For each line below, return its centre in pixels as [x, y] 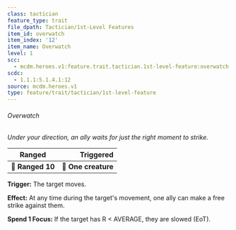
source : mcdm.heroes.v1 [42, 86]
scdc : [15, 73]
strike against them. [36, 205]
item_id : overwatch [36, 34]
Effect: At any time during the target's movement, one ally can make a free [116, 198]
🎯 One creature [88, 167]
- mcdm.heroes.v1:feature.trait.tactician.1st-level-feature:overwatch [122, 67]
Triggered [97, 155]
